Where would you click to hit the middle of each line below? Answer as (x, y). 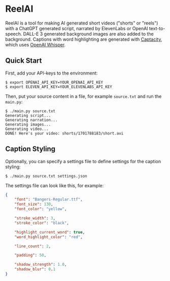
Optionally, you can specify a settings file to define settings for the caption (83, 161)
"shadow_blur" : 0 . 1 (35, 269)
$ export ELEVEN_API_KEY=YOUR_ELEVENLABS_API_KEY (59, 87)
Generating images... (28, 124)
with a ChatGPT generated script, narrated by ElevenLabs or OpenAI (77, 28)
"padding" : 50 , (30, 256)
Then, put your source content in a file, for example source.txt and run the (83, 96)
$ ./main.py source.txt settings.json (46, 176)
